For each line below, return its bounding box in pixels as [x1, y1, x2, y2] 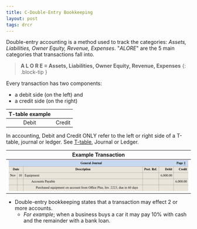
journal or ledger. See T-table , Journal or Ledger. [21, 138, 139, 145]
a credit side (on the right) [14, 97, 78, 105]
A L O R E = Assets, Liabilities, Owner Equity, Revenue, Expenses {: [20, 62, 186, 70]
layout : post [6, 15, 38, 22]
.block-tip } [20, 69, 48, 76]
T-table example [8, 110, 51, 117]
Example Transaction [72, 151, 125, 158]
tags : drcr [6, 22, 33, 28]
